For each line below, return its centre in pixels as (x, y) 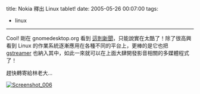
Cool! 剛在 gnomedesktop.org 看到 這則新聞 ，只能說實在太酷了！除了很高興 (99, 38)
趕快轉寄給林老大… (29, 73)
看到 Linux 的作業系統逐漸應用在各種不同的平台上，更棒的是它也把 (87, 46)
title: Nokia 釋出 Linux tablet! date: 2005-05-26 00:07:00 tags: (82, 9)
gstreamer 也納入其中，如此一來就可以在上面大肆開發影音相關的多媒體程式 (98, 53)
